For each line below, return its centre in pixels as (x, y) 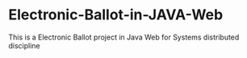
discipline (24, 45)
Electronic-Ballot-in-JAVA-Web (116, 15)
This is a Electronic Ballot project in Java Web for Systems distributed (124, 37)
